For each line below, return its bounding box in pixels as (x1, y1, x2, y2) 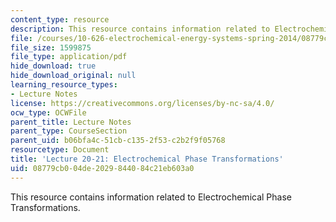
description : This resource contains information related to (10, 24, 271, 34)
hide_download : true (10, 61, 97, 71)
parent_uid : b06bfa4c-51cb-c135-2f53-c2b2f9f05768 (10, 136, 226, 146)
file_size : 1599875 (10, 42, 92, 53)
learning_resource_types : (10, 80, 118, 90)
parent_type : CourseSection (10, 126, 128, 136)
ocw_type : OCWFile (10, 107, 87, 118)
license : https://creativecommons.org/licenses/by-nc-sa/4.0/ (10, 98, 275, 108)
